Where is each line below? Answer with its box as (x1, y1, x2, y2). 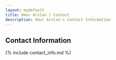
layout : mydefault (5, 7, 44, 13)
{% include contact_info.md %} (5, 50, 72, 56)
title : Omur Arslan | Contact (5, 12, 70, 17)
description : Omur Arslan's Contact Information (5, 17, 111, 22)
